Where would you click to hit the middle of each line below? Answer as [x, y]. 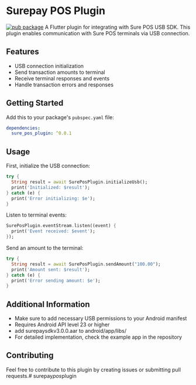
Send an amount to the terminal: [45, 248]
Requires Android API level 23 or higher [62, 325]
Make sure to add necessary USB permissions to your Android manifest [101, 319]
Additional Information [48, 304]
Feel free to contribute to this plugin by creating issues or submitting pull [94, 369]
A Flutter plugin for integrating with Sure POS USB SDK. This [118, 27]
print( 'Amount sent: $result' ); [51, 269]
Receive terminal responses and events [62, 78]
